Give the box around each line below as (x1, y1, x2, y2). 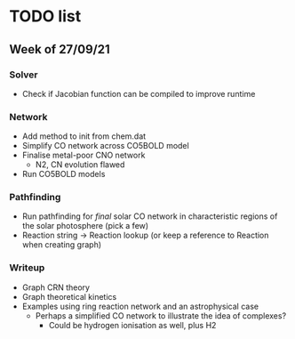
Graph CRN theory (21, 282, 91, 293)
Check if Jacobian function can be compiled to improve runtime (21, 88, 256, 99)
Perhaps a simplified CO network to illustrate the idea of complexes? (35, 310, 287, 321)
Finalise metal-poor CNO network (21, 149, 146, 161)
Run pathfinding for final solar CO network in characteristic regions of (21, 211, 278, 222)
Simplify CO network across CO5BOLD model (21, 141, 189, 151)
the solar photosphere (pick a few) (21, 221, 149, 231)
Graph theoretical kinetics (21, 291, 117, 302)
